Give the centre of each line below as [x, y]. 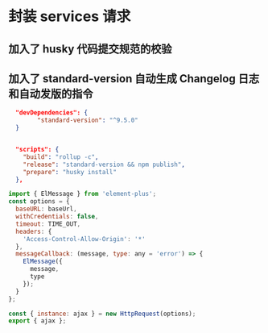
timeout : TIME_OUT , [48, 224]
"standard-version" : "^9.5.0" [88, 121]
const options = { [39, 202]
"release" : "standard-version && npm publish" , [104, 164]
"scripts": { [37, 150]
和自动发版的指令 [51, 94]
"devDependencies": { [52, 113]
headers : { [34, 231]
